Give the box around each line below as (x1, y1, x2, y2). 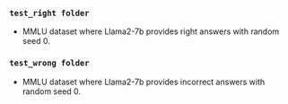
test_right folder (9, 8, 90, 18)
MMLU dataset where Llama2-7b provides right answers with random (22, 26, 280, 37)
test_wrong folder (9, 58, 90, 68)
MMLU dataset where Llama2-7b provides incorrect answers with (22, 76, 266, 87)
